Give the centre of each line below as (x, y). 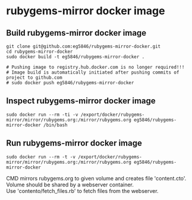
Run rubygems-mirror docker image (74, 143)
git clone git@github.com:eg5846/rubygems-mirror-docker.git (84, 46)
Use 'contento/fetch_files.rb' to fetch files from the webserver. (82, 191)
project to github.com (34, 78)
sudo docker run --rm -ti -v (42, 115)
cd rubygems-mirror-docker (40, 52)
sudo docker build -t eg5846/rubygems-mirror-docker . (75, 57)
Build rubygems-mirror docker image (76, 33)
